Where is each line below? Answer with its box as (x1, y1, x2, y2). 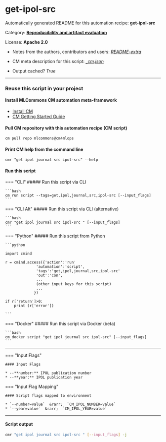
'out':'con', (36, 273, 63, 278)
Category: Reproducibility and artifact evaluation (5, 29, 107, 35)
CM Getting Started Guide (12, 114, 65, 120)
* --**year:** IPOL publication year (5, 375, 83, 380)
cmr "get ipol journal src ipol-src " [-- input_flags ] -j (5, 432, 127, 437)
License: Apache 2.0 (5, 39, 48, 45)
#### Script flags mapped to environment (5, 393, 92, 398)
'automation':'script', (36, 264, 85, 269)
